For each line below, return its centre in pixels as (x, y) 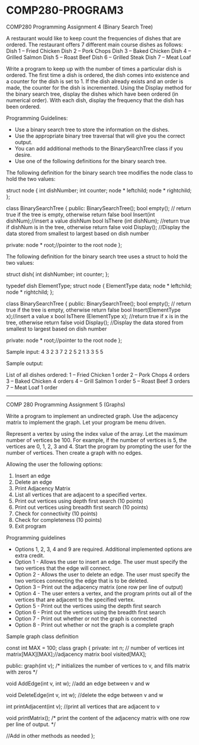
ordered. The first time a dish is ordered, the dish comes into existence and (98, 75)
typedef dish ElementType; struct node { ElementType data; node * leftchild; (99, 286)
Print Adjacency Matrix (43, 488)
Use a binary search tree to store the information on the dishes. (92, 129)
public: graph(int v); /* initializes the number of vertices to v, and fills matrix (98, 665)
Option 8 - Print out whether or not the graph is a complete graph (94, 624)
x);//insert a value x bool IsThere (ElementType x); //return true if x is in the (97, 316)
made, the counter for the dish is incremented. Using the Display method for (99, 87)
